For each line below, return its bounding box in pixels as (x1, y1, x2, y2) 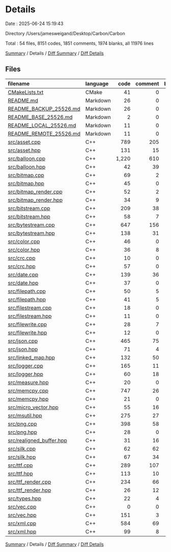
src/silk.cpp (8, 445, 36, 452)
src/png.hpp (8, 429, 37, 436)
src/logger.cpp (8, 362, 43, 369)
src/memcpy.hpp (8, 395, 49, 403)
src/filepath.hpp (8, 296, 46, 303)
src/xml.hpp (8, 528, 37, 535)
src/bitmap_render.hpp (8, 196, 63, 204)
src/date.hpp (8, 279, 39, 286)
